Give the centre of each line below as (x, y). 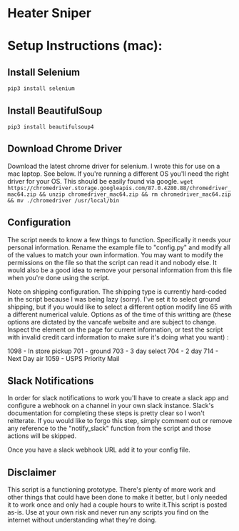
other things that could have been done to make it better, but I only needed (117, 497)
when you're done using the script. (59, 277)
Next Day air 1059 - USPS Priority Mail (63, 358)
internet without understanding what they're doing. (82, 520)
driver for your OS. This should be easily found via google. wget (101, 181)
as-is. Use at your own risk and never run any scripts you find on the (108, 512)
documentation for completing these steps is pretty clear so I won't (106, 413)
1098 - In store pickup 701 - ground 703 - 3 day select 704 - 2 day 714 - (113, 351)
